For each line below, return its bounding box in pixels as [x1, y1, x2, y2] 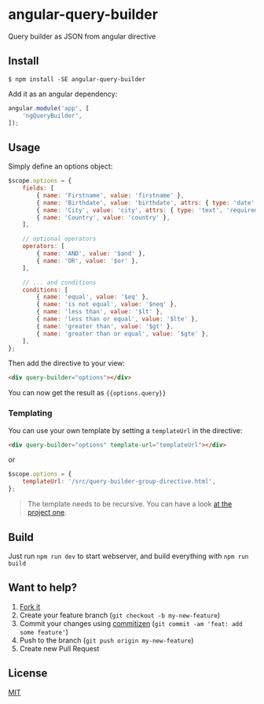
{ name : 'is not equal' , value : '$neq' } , [36, 301, 178, 309]
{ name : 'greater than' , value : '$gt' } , [36, 322, 174, 330]
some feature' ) [19, 627, 68, 636]
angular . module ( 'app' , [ [8, 104, 90, 112]
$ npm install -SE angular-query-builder [8, 75, 146, 83]
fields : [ [22, 184, 55, 192]
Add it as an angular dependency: [8, 89, 118, 98]
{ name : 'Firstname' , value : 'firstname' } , [36, 191, 185, 199]
